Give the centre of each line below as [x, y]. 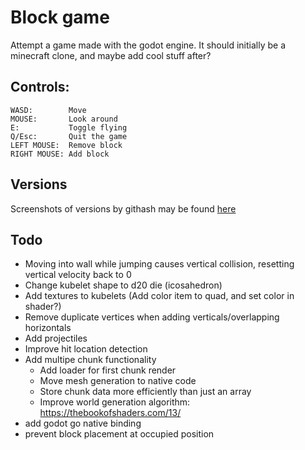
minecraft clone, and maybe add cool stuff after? [111, 55]
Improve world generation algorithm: [115, 402]
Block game [60, 17]
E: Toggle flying [69, 127]
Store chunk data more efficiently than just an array [145, 392]
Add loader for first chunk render [108, 370]
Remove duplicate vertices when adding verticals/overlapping [152, 317]
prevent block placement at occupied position [119, 434]
